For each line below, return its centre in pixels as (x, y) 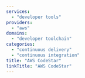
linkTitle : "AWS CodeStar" (39, 66)
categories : (21, 45)
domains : (17, 33)
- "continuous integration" (46, 55)
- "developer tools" (36, 17)
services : (18, 11)
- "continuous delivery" (42, 50)
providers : (19, 22)
